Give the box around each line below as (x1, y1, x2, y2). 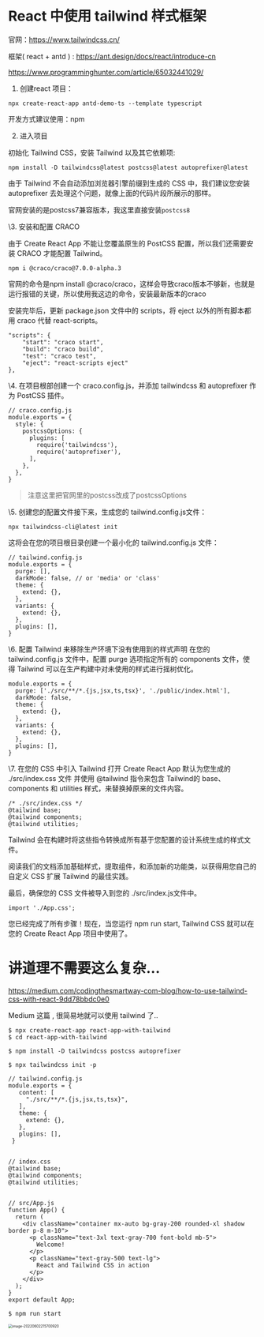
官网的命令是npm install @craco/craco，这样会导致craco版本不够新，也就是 (8, 279, 255, 288)
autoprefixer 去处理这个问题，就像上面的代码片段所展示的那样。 (8, 188, 216, 197)
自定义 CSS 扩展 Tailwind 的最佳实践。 (8, 871, 133, 881)
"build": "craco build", (22, 345, 104, 353)
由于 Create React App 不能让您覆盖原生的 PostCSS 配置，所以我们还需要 (8, 238, 247, 248)
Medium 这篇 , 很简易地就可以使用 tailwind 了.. (8, 1010, 159, 1020)
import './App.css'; (8, 903, 76, 912)
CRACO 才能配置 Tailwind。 (17, 248, 107, 257)
